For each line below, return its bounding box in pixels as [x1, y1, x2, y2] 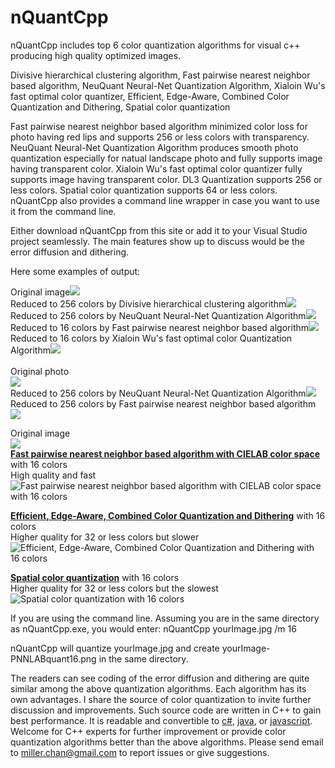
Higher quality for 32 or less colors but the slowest [10, 582, 219, 594]
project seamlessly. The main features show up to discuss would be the [10, 235, 305, 247]
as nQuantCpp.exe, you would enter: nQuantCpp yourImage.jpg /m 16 [10, 622, 297, 635]
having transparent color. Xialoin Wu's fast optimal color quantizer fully [10, 162, 303, 175]
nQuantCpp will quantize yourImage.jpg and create [10, 642, 220, 654]
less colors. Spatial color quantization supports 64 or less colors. [10, 184, 278, 196]
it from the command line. [10, 205, 117, 217]
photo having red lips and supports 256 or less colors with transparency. [10, 131, 310, 143]
